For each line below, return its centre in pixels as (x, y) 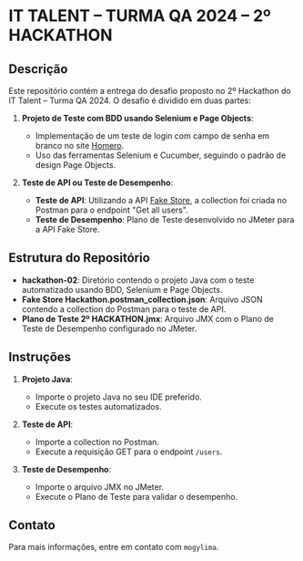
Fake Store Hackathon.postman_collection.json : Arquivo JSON (142, 299)
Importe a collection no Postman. (97, 442)
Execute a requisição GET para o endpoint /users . (129, 452)
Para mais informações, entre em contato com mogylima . (114, 547)
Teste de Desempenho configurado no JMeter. (109, 328)
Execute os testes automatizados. (99, 406)
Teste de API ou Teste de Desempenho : (97, 182)
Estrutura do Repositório (80, 258)
